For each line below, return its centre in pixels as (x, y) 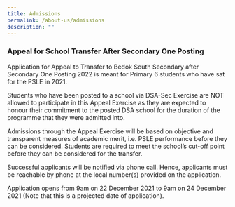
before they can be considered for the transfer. (75, 153)
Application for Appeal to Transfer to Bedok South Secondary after (103, 67)
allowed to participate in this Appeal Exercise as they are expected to (107, 102)
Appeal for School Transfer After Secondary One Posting (106, 51)
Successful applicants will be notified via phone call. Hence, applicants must (117, 167)
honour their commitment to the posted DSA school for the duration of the (114, 110)
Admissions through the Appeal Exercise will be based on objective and (110, 131)
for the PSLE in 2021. (37, 81)
